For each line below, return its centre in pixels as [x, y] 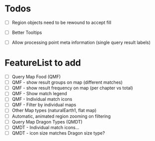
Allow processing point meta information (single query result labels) [81, 42]
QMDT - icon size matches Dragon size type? [58, 133]
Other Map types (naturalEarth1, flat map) [54, 111]
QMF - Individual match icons [42, 99]
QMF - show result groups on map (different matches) [67, 82]
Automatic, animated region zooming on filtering [61, 116]
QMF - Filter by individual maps [44, 105]
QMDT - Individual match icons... [45, 127]
